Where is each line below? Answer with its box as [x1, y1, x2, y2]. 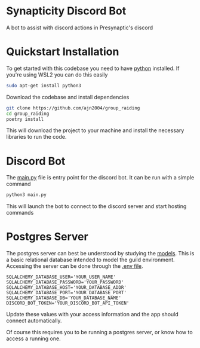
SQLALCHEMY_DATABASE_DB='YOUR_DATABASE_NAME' [6, 295, 121, 301]
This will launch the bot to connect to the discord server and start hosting [6, 203, 187, 210]
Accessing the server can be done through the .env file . [6, 262, 143, 270]
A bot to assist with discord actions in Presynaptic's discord [6, 24, 153, 31]
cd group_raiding [6, 111, 50, 117]
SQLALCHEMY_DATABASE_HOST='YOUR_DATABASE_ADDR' [6, 285, 127, 291]
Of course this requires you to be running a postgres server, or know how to [6, 329, 193, 336]
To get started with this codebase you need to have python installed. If [6, 65, 180, 72]
